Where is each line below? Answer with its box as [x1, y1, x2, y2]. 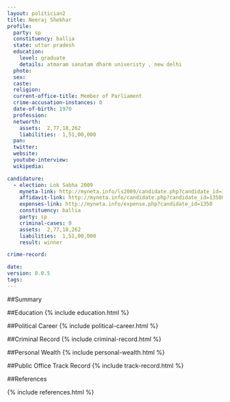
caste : [13, 80, 32, 87]
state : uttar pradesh [13, 42, 75, 49]
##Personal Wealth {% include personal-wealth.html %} [7, 348, 166, 356]
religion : [13, 86, 41, 93]
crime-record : [7, 251, 48, 258]
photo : [13, 67, 32, 74]
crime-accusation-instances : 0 [13, 99, 103, 106]
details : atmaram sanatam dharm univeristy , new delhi [19, 61, 183, 68]
